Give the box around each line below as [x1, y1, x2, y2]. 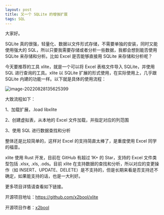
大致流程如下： [5, 96, 35, 102]
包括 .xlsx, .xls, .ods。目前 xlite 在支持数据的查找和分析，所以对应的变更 [9, 161, 155, 167]
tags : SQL [5, 16, 26, 21]
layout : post [5, 7, 32, 12]
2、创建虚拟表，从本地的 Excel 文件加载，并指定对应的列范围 [5, 117, 129, 123]
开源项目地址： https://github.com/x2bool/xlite [5, 194, 98, 200]
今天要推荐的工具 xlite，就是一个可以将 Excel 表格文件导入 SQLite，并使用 [5, 64, 155, 70]
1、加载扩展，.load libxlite [5, 107, 58, 112]
